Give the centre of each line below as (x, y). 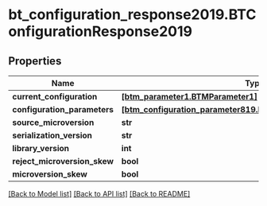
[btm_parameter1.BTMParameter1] (190, 97)
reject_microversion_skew (63, 161)
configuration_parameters (63, 109)
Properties (35, 61)
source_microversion (53, 122)
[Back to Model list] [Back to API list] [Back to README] (99, 194)
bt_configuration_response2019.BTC (132, 15)
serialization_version (52, 135)
